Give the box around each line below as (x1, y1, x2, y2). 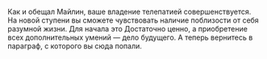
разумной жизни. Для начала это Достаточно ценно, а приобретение (7, 24, 248, 33)
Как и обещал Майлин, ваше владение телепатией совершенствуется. (7, 7, 252, 16)
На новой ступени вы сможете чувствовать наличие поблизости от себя (7, 15, 259, 25)
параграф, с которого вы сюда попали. (7, 41, 143, 51)
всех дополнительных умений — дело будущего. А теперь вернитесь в (7, 32, 253, 42)
